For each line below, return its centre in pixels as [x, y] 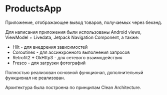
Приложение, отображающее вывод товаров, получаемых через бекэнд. [84, 22]
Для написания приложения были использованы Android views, [73, 32]
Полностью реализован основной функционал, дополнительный [74, 72]
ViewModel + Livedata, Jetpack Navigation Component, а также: [72, 37]
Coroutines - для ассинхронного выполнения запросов [71, 52]
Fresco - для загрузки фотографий [49, 63]
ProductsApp [33, 9]
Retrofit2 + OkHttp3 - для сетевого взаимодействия [67, 57]
